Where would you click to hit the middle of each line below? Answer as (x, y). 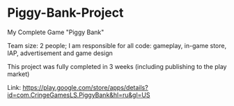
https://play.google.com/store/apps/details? (85, 87)
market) (18, 74)
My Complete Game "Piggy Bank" (56, 32)
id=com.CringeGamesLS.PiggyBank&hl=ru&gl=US (79, 95)
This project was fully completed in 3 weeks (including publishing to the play (117, 66)
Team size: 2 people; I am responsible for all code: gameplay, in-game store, (117, 45)
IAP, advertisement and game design (60, 53)
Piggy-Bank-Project (65, 13)
